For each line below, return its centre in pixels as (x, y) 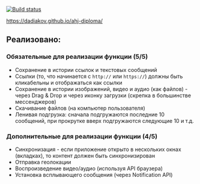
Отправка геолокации (43, 162)
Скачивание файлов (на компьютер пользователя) (80, 108)
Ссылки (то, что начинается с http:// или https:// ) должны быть (99, 76)
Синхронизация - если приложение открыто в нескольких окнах (98, 149)
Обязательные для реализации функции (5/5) (77, 57)
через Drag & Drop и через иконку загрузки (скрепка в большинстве (103, 95)
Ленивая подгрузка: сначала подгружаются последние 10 (90, 114)
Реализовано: (34, 40)
